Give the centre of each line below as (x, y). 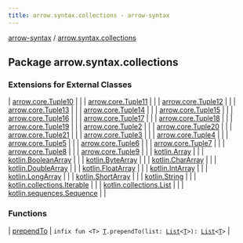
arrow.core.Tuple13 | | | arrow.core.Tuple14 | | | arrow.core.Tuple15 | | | (121, 110)
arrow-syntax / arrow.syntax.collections (73, 38)
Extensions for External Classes (70, 85)
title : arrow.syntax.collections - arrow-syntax (89, 15)
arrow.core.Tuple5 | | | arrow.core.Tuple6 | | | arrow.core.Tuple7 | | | (116, 143)
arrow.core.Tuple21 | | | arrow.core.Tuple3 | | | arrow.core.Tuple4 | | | (118, 135)
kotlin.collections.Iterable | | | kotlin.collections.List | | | (96, 185)
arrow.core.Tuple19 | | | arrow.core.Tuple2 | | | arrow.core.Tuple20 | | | (120, 127)
